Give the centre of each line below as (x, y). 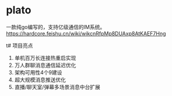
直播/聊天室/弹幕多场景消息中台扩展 (57, 87)
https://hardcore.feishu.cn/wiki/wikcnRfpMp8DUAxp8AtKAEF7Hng (86, 33)
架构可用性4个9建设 (38, 72)
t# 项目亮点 (20, 45)
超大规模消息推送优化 (40, 80)
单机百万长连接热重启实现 (45, 58)
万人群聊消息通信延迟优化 (45, 65)
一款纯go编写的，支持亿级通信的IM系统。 (56, 27)
